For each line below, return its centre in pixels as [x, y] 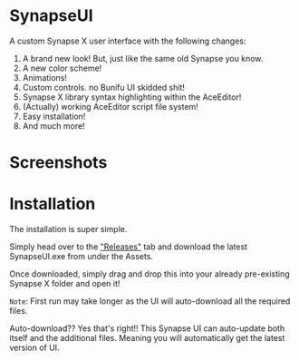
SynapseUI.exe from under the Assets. [82, 257]
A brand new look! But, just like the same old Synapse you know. [143, 58]
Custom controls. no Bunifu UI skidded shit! [104, 87]
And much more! [53, 126]
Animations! [45, 77]
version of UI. [35, 348]
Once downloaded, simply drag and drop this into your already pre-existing [149, 274]
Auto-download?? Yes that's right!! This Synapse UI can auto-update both [147, 328]
